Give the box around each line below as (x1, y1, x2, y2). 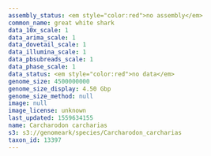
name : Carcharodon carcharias (8, 121, 108, 129)
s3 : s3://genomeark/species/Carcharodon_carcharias (8, 128, 182, 136)
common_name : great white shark (8, 19, 115, 27)
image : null (8, 99, 47, 107)
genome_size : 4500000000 (8, 77, 90, 85)
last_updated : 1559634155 (8, 114, 93, 122)
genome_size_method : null (8, 92, 93, 100)
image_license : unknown (8, 107, 87, 115)
